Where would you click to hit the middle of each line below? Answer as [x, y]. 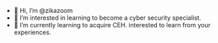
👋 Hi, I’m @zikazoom [43, 11]
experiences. [32, 32]
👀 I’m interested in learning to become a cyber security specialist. [107, 18]
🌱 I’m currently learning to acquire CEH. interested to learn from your [112, 25]
